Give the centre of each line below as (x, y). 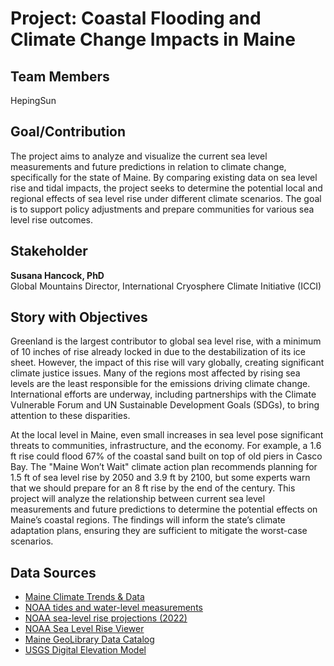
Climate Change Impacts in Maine (153, 39)
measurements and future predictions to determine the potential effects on (164, 509)
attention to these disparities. (70, 416)
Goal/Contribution (68, 132)
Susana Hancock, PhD (57, 275)
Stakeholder (49, 251)
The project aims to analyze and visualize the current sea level (139, 156)
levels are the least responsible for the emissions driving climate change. (160, 384)
